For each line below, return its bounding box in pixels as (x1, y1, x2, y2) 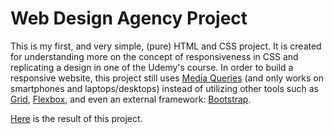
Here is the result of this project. (10, 112, 143, 124)
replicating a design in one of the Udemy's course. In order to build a (10, 61, 294, 73)
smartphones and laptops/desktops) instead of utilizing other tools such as (10, 82, 319, 94)
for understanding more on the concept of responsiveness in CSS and (10, 50, 299, 62)
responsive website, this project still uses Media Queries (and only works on (10, 72, 324, 84)
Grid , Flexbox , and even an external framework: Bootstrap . (10, 93, 252, 105)
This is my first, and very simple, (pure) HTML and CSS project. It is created (10, 40, 322, 52)
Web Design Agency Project (10, 7, 248, 30)
